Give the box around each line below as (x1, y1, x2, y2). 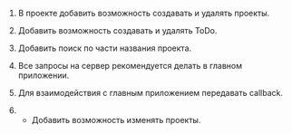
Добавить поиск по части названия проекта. (17, 43, 192, 53)
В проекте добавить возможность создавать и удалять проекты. (17, 8, 270, 18)
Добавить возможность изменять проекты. (31, 115, 201, 125)
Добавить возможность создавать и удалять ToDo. (17, 25, 218, 35)
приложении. (17, 70, 70, 81)
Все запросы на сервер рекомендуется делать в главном (17, 61, 243, 71)
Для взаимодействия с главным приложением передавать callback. (17, 88, 284, 98)
